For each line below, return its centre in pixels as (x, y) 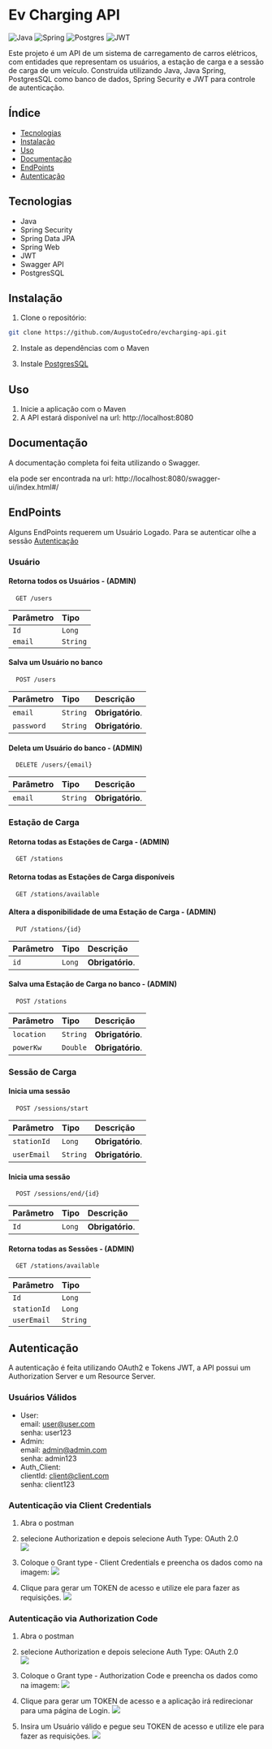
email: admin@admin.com (63, 1449)
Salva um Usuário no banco (56, 663)
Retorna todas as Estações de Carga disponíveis (91, 877)
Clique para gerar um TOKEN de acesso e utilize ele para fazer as (130, 1587)
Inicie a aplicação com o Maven (73, 409)
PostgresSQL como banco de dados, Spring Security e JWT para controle (132, 79)
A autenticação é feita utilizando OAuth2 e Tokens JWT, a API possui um (130, 1368)
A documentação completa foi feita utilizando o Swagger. (104, 462)
